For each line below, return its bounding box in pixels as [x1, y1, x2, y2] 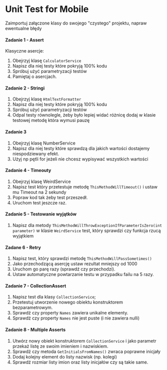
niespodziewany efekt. [12, 150, 59, 156]
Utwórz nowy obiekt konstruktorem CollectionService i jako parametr [12, 337, 156, 343]
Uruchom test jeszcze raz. [12, 199, 66, 205]
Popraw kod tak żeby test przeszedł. [12, 194, 88, 200]
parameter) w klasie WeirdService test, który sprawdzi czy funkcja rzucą [12, 227, 161, 233]
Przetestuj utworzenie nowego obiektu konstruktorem [12, 299, 123, 305]
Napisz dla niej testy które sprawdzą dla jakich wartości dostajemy [12, 145, 150, 151]
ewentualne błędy [5, 25, 42, 31]
